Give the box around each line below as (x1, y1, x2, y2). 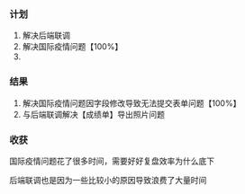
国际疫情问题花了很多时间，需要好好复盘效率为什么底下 (9, 155, 214, 166)
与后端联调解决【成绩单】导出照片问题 (22, 109, 165, 119)
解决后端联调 (22, 30, 70, 41)
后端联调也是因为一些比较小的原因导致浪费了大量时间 (9, 174, 207, 185)
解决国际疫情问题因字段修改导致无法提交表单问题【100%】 (22, 97, 241, 109)
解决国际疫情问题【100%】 (22, 41, 123, 52)
